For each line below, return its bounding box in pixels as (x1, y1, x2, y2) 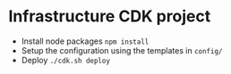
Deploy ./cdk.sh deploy (21, 54, 111, 65)
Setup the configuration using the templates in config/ (21, 45, 223, 55)
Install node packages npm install (21, 36, 150, 46)
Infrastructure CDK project (8, 6, 211, 27)
